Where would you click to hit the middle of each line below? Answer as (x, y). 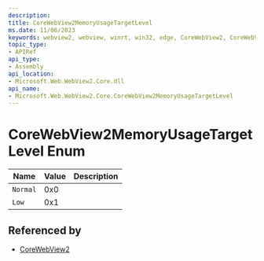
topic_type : (27, 45)
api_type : (24, 60)
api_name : (24, 88)
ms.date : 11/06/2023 (42, 30)
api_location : (31, 74)
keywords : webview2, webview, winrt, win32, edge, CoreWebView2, (117, 37)
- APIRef (22, 52)
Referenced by (45, 230)
